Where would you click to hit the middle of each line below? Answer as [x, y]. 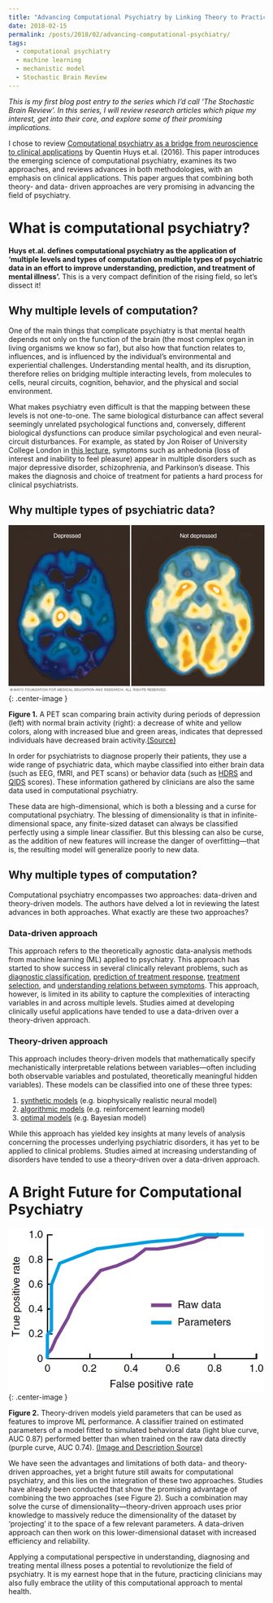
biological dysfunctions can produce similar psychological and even [122, 432]
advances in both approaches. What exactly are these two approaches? [129, 912]
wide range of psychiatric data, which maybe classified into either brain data [136, 764]
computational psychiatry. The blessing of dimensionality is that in [119, 815]
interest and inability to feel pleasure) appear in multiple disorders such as [132, 458]
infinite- [245, 815]
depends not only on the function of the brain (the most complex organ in [131, 339]
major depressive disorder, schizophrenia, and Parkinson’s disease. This [129, 467]
